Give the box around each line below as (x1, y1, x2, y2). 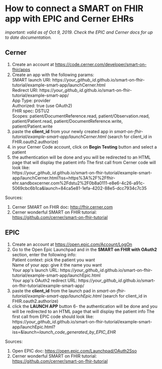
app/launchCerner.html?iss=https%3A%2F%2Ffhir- (12, 175, 116, 181)
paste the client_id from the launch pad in (12, 287, 96, 294)
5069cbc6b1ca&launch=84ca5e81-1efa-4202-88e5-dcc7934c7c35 (12, 185, 147, 191)
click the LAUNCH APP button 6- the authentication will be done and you (12, 303, 158, 309)
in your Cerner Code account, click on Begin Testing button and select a (12, 144, 157, 150)
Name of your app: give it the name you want (12, 262, 102, 268)
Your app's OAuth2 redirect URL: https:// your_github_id (12, 277, 122, 283)
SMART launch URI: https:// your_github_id (12, 77, 96, 83)
